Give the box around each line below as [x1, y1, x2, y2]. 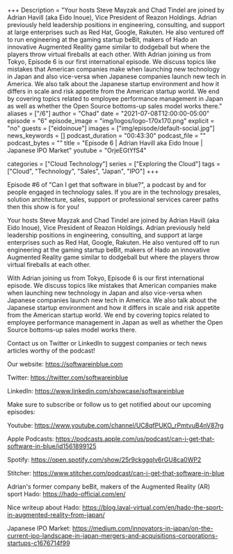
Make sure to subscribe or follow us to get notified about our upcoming [7, 400, 211, 409]
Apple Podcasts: [7, 434, 54, 443]
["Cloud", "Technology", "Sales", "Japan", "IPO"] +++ [7, 167, 159, 175]
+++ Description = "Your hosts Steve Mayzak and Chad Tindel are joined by [7, 6, 225, 14]
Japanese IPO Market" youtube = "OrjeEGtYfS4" [7, 146, 147, 154]
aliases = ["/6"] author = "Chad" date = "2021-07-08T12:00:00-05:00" [7, 109, 210, 117]
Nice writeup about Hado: [7, 503, 81, 512]
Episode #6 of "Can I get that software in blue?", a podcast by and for [7, 181, 207, 188]
